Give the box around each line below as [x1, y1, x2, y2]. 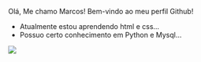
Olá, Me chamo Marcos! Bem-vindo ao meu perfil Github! [8, 7, 194, 16]
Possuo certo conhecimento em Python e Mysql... [19, 31, 182, 39]
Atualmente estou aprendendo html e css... [19, 22, 160, 31]
